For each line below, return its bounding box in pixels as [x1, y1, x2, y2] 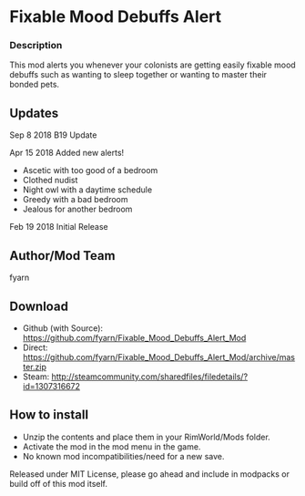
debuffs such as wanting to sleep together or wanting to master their [9, 69, 267, 80]
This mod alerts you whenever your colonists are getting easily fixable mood [9, 59, 296, 70]
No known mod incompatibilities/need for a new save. [22, 450, 225, 461]
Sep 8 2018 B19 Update [9, 129, 97, 140]
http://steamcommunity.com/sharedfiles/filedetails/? [51, 371, 249, 382]
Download [9, 298, 68, 314]
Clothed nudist [22, 175, 78, 186]
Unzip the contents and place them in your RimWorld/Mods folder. [22, 431, 270, 442]
